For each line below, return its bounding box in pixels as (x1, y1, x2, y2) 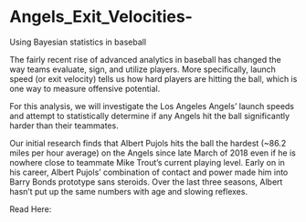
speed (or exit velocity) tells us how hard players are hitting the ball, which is (9, 73, 298, 84)
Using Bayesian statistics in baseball (9, 36, 147, 47)
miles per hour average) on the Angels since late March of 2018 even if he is (9, 147, 297, 158)
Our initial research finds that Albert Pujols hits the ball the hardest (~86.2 (9, 137, 287, 148)
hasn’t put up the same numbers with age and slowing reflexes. (9, 186, 248, 197)
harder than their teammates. (9, 120, 119, 131)
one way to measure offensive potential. (9, 83, 161, 94)
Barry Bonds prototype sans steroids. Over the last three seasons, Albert (9, 176, 283, 187)
